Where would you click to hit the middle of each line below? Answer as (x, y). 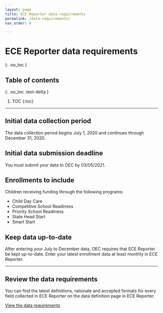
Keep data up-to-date (38, 237)
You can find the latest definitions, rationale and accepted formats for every (81, 291)
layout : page (18, 9)
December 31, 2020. (25, 138)
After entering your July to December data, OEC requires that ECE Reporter (80, 249)
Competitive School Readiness (43, 207)
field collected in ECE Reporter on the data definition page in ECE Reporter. (80, 296)
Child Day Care (27, 201)
